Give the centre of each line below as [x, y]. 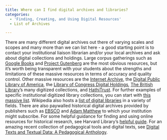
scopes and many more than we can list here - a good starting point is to [80, 47]
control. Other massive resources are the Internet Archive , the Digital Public [83, 79]
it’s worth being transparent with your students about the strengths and [78, 69]
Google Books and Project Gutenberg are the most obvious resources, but [81, 63]
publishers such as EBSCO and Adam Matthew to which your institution [79, 111]
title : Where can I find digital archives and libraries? [67, 10]
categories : [17, 14]
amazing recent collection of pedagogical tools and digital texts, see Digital [82, 127]
